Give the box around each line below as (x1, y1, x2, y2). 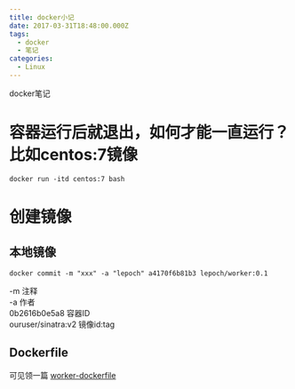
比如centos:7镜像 (9, 145, 139, 165)
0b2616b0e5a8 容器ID (9, 307, 91, 318)
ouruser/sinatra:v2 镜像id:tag (9, 319, 116, 329)
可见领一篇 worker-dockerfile (9, 369, 116, 380)
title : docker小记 (9, 12, 75, 22)
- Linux (17, 63, 46, 72)
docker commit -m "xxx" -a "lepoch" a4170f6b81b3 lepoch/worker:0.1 (9, 268, 268, 278)
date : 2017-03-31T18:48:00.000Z (9, 21, 129, 30)
